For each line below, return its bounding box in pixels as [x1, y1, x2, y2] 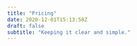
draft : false [7, 22, 45, 29]
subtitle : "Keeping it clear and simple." [7, 28, 131, 36]
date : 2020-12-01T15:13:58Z [7, 16, 88, 23]
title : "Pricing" [7, 9, 57, 17]
